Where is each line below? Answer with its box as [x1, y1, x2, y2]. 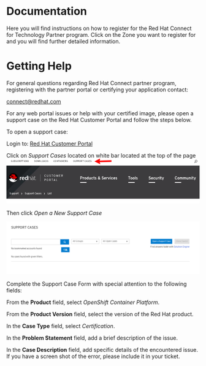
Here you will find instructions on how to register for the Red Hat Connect [6, 25, 192, 32]
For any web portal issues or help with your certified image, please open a [6, 109, 194, 117]
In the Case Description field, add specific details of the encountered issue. [6, 346, 198, 353]
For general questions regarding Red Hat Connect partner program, [6, 79, 177, 86]
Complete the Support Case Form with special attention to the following [6, 280, 187, 288]
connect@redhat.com [6, 97, 61, 105]
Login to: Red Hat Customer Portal [6, 140, 93, 147]
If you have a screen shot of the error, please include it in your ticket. [6, 353, 180, 360]
